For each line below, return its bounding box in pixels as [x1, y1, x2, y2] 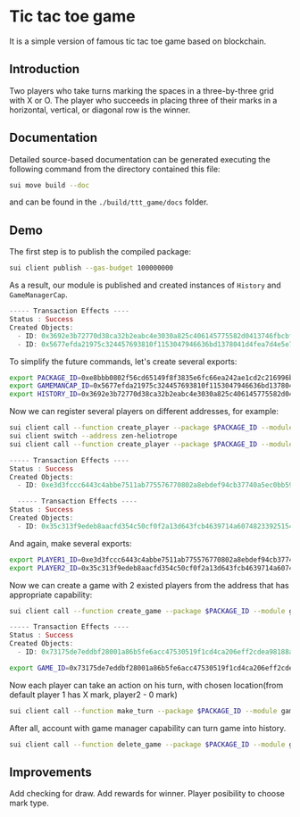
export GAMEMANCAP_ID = [9, 381, 94, 390]
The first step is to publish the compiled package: [9, 246, 192, 257]
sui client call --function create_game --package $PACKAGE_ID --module [9, 606, 286, 615]
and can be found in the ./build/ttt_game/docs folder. [9, 196, 209, 207]
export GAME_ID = [9, 663, 70, 672]
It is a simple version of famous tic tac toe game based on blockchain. [9, 36, 267, 46]
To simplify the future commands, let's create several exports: [9, 355, 237, 367]
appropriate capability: [9, 589, 93, 600]
